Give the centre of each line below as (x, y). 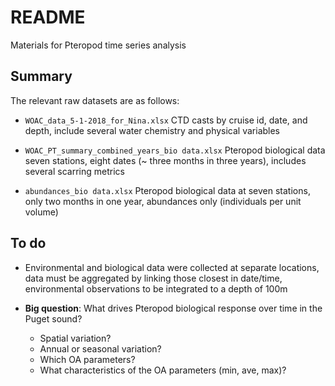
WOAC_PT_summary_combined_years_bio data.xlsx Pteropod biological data (175, 150)
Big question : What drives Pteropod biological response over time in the (173, 308)
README (48, 17)
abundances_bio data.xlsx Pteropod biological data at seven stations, (167, 190)
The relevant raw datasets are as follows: (95, 100)
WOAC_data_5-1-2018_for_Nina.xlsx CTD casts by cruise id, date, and (166, 120)
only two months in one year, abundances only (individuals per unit (163, 201)
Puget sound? (53, 318)
